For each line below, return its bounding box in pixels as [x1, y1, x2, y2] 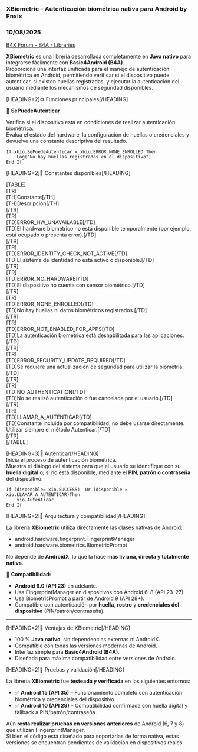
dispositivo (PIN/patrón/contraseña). [14, 608, 105, 615]
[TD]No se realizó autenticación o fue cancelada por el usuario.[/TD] [6, 395, 173, 402]
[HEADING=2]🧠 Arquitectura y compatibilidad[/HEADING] [6, 513, 146, 520]
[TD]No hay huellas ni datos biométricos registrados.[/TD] [6, 307, 147, 314]
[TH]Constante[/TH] [6, 194, 55, 201]
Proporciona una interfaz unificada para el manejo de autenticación [6, 66, 170, 73]
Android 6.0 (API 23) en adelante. [14, 582, 98, 589]
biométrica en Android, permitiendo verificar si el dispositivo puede [6, 72, 170, 79]
